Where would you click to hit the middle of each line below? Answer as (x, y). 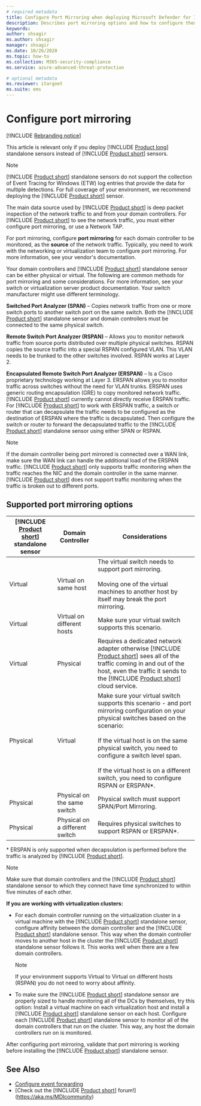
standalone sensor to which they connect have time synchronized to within (99, 885)
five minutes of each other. (39, 892)
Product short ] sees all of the (138, 656)
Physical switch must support (139, 799)
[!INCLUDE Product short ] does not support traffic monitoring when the (94, 479)
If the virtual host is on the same (143, 740)
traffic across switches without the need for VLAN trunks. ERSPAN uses (95, 386)
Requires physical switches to (139, 823)
